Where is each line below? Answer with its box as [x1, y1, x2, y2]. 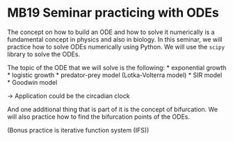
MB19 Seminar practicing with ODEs [7, 5, 219, 21]
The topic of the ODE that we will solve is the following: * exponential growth [7, 63, 227, 72]
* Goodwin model [7, 78, 58, 86]
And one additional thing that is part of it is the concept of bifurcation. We [7, 105, 218, 113]
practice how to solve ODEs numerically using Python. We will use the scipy [7, 42, 225, 51]
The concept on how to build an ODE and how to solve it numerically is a [7, 28, 215, 36]
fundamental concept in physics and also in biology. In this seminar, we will [7, 35, 223, 43]
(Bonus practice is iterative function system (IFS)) [7, 126, 150, 134]
